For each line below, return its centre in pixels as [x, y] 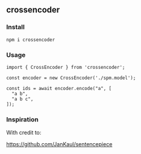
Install [16, 27]
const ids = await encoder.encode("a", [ [59, 88]
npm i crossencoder [31, 40]
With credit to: [24, 133]
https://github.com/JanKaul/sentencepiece [59, 144]
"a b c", [23, 99]
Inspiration [23, 119]
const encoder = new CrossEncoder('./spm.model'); [71, 78]
